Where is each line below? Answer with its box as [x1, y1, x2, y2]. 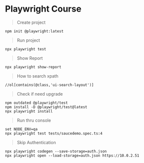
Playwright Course [5, 3, 82, 15]
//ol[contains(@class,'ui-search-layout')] [5, 82, 94, 87]
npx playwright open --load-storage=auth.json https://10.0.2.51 [5, 153, 139, 158]
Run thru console [16, 117, 51, 123]
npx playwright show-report [5, 65, 62, 69]
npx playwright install [5, 109, 53, 114]
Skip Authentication [16, 139, 57, 145]
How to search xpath [16, 73, 59, 79]
